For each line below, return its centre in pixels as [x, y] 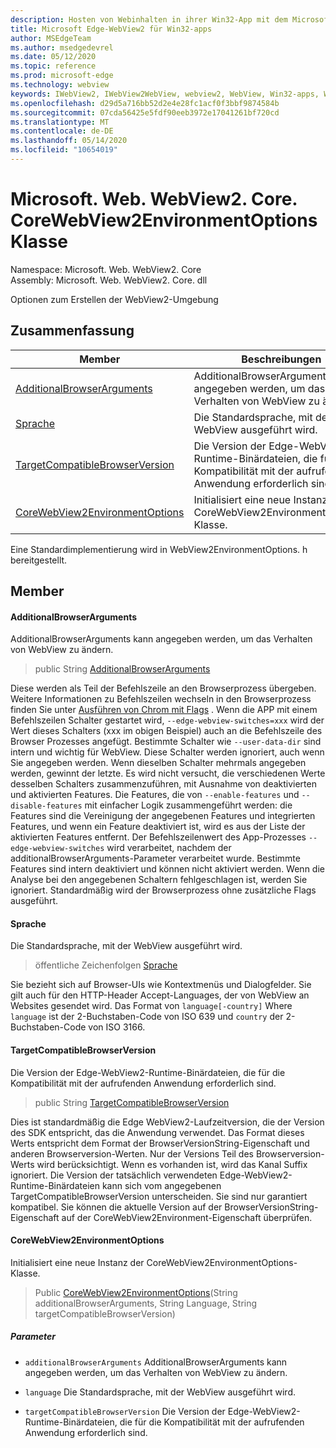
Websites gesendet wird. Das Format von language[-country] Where [151, 1006]
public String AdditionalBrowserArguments [122, 669]
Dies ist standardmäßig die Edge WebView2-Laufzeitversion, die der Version [167, 1122]
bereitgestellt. [39, 560]
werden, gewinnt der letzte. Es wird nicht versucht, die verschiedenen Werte [168, 773]
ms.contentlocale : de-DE [62, 131]
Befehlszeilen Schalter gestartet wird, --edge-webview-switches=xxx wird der [167, 720]
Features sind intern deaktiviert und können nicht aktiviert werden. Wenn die [167, 869]
